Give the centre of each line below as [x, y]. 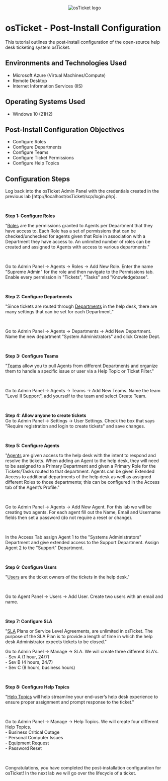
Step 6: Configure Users [31, 567]
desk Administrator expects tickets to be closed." [56, 642]
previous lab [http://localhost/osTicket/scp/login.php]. [61, 197]
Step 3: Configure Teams [32, 356]
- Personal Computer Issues [34, 738]
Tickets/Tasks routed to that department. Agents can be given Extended [80, 471]
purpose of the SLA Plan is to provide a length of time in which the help [79, 637]
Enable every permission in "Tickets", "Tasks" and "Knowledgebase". [77, 277]
